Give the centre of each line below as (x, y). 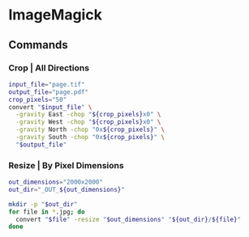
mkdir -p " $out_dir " (43, 204)
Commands (39, 45)
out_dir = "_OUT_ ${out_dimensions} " (67, 189)
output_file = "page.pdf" (49, 92)
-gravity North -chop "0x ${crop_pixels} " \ (90, 130)
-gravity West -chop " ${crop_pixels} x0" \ (88, 122)
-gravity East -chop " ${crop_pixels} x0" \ (88, 115)
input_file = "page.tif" (47, 84)
